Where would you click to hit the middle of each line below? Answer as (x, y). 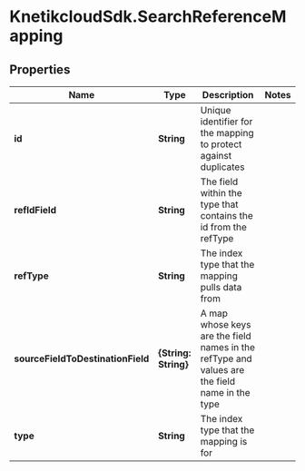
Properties (40, 69)
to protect (221, 144)
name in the (226, 392)
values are (222, 370)
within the (221, 193)
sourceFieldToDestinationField (82, 358)
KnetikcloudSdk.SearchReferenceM (148, 17)
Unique (216, 110)
